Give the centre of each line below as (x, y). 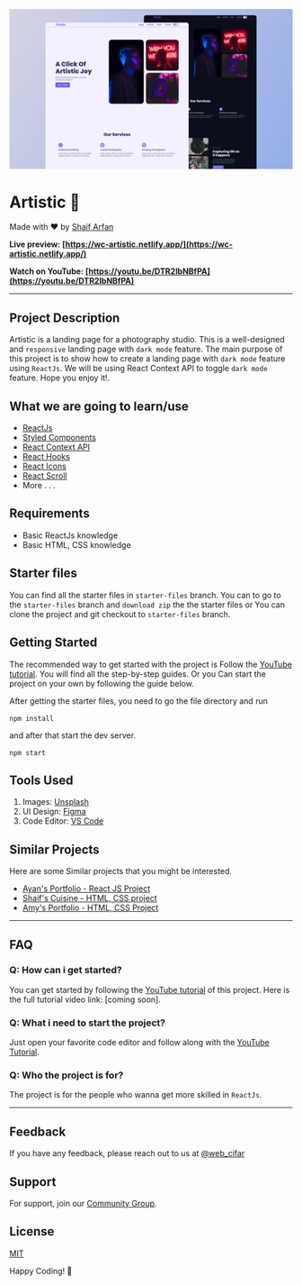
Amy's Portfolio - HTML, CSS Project (90, 908)
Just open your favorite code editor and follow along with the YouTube (139, 1043)
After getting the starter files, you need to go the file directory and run (138, 701)
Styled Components (59, 438)
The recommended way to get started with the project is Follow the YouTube (151, 664)
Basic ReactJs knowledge (70, 535)
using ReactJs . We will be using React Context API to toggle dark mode (138, 369)
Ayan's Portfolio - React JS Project (86, 889)
